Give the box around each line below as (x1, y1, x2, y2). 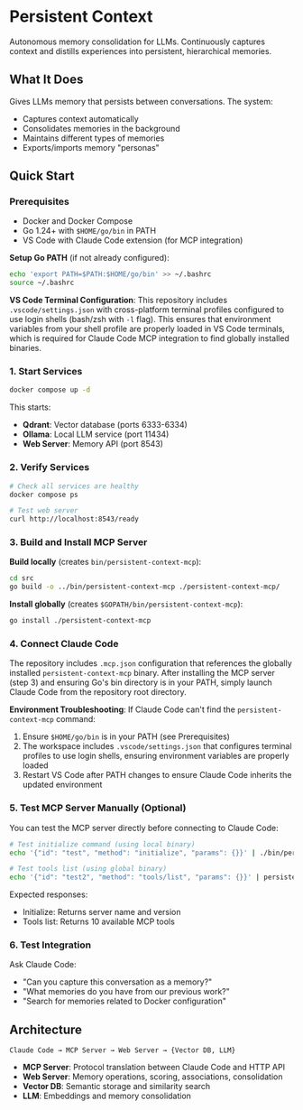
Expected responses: (9, 889, 88, 900)
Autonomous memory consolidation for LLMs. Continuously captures (9, 36, 266, 47)
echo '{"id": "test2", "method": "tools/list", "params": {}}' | (9, 873, 260, 882)
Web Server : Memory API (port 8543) (22, 439, 164, 449)
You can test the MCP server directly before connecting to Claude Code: (9, 822, 279, 833)
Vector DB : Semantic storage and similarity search (22, 1081, 211, 1092)
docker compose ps (9, 490, 78, 499)
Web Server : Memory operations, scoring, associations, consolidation (22, 1071, 283, 1082)
